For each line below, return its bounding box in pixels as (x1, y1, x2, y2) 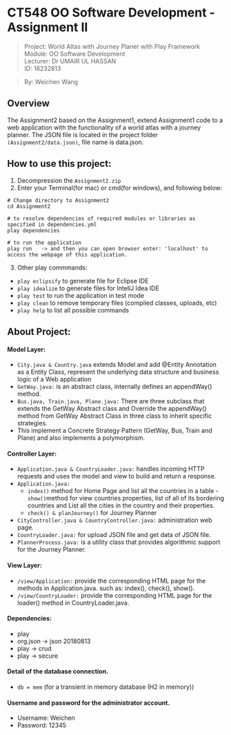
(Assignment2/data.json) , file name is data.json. (7, 138, 144, 146)
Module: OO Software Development (23, 50, 125, 58)
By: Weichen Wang (23, 77, 78, 85)
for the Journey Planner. (17, 545, 86, 554)
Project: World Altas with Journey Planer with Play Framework (23, 42, 201, 50)
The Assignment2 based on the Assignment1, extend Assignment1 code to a (7, 116, 223, 124)
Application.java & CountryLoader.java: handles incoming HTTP (17, 465, 205, 473)
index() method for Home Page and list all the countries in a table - (27, 487, 219, 495)
